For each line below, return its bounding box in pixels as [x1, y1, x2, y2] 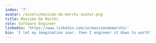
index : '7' [5, 7, 28, 12]
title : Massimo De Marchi [5, 16, 58, 21]
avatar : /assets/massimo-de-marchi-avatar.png [5, 12, 103, 17]
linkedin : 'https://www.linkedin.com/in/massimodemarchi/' [5, 26, 130, 31]
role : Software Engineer [5, 21, 56, 26]
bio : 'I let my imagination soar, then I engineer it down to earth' [5, 30, 152, 35]
